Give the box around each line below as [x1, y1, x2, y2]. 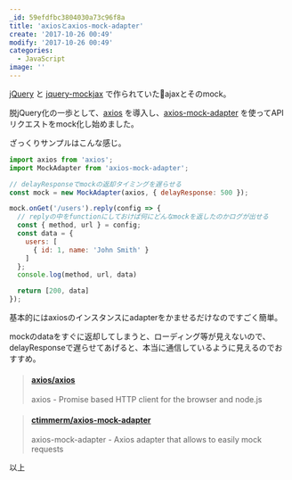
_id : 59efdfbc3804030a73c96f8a [9, 12, 126, 22]
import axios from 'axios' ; [9, 155, 114, 164]
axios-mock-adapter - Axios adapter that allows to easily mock [30, 434, 263, 445]
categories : [9, 46, 53, 55]
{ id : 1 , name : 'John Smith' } [32, 245, 150, 254]
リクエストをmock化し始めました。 [9, 118, 140, 129]
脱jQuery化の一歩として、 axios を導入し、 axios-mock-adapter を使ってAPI [9, 107, 285, 118]
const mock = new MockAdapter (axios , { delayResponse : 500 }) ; [9, 188, 249, 197]
